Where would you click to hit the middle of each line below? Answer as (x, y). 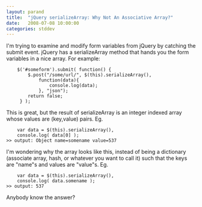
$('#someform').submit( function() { (64, 70)
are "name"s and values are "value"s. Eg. (57, 165)
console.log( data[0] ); (48, 135)
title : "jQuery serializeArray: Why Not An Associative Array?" (90, 18)
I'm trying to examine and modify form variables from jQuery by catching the (101, 46)
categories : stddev (31, 29)
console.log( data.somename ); (56, 181)
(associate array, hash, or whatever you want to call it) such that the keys (97, 158)
